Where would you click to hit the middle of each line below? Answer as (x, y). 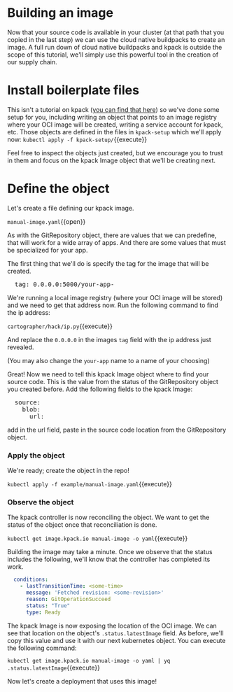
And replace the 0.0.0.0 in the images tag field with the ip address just (109, 339)
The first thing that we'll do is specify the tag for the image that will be (108, 263)
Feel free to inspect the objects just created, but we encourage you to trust (115, 153)
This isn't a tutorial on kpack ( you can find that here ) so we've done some (113, 109)
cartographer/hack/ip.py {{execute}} (60, 326)
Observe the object (41, 502)
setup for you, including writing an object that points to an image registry (112, 117)
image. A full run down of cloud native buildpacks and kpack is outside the (115, 47)
